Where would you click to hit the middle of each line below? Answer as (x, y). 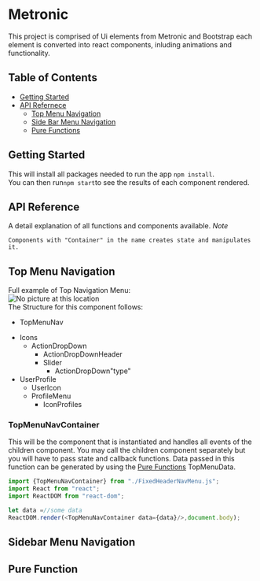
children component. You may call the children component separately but (127, 450)
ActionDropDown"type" (93, 371)
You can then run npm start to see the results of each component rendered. (129, 182)
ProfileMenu (51, 396)
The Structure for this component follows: (76, 307)
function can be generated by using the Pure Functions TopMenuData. (122, 467)
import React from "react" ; (54, 489)
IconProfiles (62, 405)
